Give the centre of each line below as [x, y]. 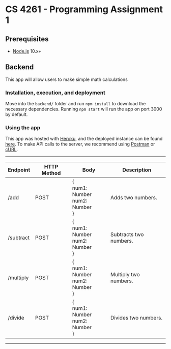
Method [51, 173]
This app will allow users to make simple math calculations [67, 79]
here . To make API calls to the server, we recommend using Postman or [80, 144]
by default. [17, 114]
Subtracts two [127, 235]
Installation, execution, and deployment [55, 93]
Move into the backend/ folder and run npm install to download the [76, 104]
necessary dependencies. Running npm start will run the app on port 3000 [84, 109]
